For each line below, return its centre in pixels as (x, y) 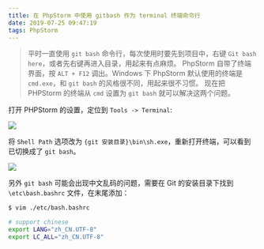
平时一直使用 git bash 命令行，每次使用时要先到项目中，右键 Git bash (142, 54)
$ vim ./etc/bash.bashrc (49, 208)
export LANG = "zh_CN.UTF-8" (53, 230)
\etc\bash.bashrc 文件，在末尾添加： (69, 193)
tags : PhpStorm (33, 30)
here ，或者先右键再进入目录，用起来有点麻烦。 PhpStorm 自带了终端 (139, 63)
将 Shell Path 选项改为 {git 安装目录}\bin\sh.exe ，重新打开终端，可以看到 (130, 141)
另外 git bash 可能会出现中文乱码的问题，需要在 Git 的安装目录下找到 (121, 183)
